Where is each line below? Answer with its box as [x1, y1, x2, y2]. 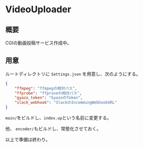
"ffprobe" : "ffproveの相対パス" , [14, 91, 82, 96]
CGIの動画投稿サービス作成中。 [5, 40, 72, 46]
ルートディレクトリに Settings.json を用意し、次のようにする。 [5, 71, 141, 77]
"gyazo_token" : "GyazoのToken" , [14, 95, 83, 100]
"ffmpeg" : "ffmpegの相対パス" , [14, 86, 78, 91]
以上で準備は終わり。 [5, 137, 50, 143]
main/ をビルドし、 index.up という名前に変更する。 [5, 115, 112, 121]
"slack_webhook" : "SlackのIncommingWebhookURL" [14, 100, 117, 106]
